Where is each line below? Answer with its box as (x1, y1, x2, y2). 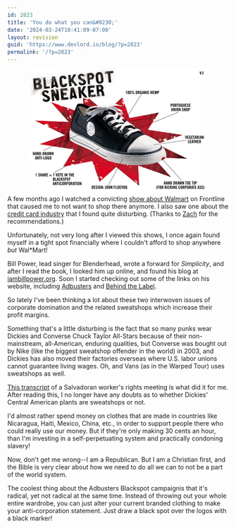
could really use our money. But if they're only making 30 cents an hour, (7, 427, 216, 435)
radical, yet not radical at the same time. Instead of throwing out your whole (7, 491, 227, 500)
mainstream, (7, 340, 44, 347)
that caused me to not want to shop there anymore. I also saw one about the (7, 202, 229, 210)
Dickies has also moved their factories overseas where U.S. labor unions (7, 354, 218, 363)
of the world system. (7, 470, 68, 479)
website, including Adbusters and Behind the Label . (7, 282, 157, 290)
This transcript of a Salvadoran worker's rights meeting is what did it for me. (7, 383, 229, 391)
